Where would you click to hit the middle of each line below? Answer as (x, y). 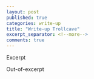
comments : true (25, 40)
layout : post (23, 12)
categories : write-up (34, 23)
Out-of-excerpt (25, 69)
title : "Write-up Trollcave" (43, 29)
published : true (27, 18)
